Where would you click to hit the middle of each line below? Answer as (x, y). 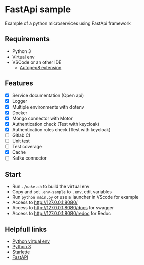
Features (19, 84)
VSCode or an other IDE (37, 62)
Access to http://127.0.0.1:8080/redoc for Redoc (61, 214)
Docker (20, 113)
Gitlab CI (21, 135)
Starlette (21, 252)
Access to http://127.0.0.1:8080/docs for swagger (63, 208)
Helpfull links (26, 229)
